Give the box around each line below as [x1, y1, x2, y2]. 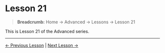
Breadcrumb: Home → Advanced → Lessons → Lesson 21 [17, 19, 136, 25]
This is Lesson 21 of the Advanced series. [5, 28, 89, 34]
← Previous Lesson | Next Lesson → [5, 42, 79, 48]
